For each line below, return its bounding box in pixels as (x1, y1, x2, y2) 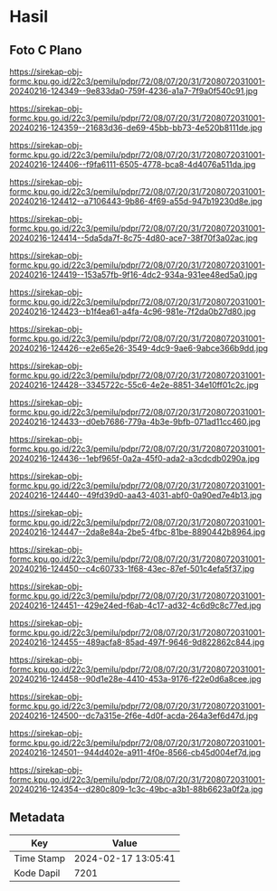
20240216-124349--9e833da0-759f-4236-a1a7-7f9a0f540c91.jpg (9, 86, 258, 96)
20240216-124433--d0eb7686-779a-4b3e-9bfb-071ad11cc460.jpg (9, 416, 261, 427)
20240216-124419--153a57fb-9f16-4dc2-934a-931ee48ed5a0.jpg (9, 270, 258, 280)
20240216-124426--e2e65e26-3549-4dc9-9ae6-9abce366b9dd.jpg (9, 343, 269, 354)
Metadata (9, 810, 65, 825)
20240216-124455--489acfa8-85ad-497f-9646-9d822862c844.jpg (9, 637, 265, 648)
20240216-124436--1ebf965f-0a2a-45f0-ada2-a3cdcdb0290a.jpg (9, 453, 260, 463)
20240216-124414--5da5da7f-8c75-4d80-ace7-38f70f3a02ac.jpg (9, 232, 258, 243)
